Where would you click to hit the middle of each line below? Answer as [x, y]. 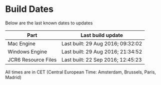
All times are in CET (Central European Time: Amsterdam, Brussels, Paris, [81, 72]
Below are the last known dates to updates [49, 23]
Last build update [102, 35]
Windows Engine [27, 52]
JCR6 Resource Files [32, 60]
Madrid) [13, 77]
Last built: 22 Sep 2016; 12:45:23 [102, 60]
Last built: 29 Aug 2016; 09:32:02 [102, 43]
